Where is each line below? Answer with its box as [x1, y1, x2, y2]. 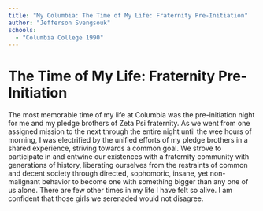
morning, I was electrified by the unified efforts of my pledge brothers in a [8, 135, 248, 145]
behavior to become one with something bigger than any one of [42, 177, 249, 187]
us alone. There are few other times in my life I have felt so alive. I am [8, 186, 233, 195]
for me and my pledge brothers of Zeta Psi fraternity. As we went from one [8, 119, 250, 128]
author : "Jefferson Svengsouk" [8, 19, 111, 27]
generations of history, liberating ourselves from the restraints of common [8, 161, 248, 170]
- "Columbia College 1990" [15, 33, 104, 42]
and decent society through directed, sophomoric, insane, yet [8, 168, 209, 178]
